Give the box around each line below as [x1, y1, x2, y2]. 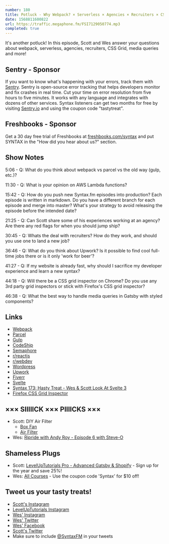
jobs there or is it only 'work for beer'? [15, 253, 95, 259]
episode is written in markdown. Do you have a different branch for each [5, 197, 155, 203]
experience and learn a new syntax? [5, 268, 80, 274]
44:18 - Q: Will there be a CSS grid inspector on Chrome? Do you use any [5, 278, 157, 284]
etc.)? [5, 172, 17, 178]
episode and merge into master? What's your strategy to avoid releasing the [5, 202, 162, 208]
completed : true [5, 26, 39, 31]
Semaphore [12, 348, 37, 354]
